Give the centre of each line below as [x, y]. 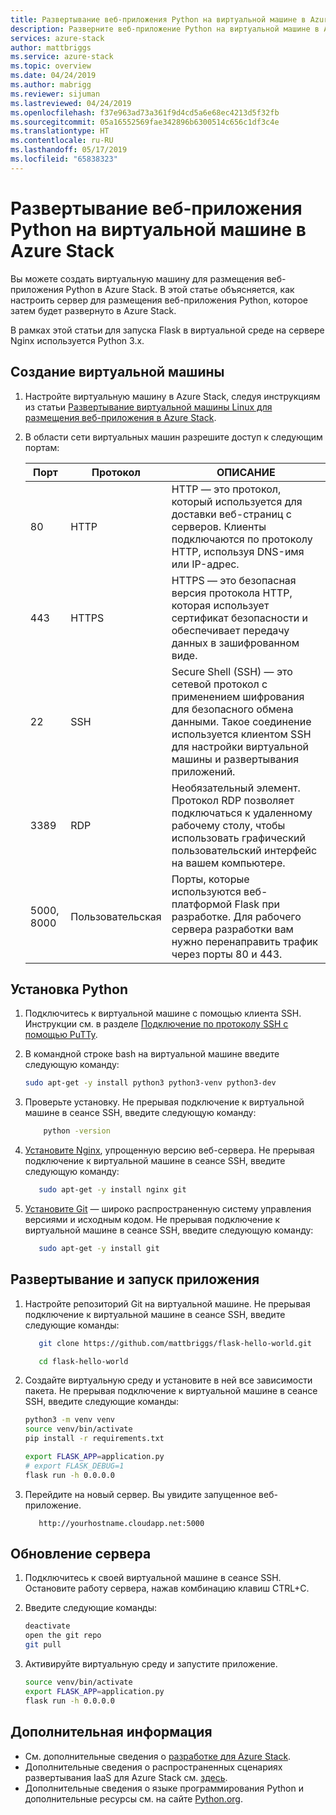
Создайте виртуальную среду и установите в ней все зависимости [168, 1380]
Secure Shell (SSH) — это [232, 671]
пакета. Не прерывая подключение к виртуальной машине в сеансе [171, 1391]
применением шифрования [238, 696]
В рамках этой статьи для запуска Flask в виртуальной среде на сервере [167, 330]
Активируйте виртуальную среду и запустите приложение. [151, 1664]
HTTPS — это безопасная [234, 580]
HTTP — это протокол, [226, 489]
